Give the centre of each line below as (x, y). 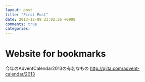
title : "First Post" (27, 15)
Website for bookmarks (56, 54)
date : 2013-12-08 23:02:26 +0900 (40, 19)
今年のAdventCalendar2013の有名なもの (47, 68)
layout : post (19, 10)
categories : (18, 29)
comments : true (21, 24)
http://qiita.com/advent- (115, 68)
